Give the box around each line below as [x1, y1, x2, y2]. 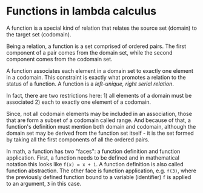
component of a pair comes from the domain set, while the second [6, 49, 173, 56]
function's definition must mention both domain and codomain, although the [6, 123, 196, 130]
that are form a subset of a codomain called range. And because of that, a [6, 117, 191, 124]
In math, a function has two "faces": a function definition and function [6, 147, 181, 155]
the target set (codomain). [6, 30, 72, 38]
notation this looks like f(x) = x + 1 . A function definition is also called [6, 160, 184, 168]
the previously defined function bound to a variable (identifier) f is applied [6, 173, 191, 180]
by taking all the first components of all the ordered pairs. [6, 135, 150, 143]
